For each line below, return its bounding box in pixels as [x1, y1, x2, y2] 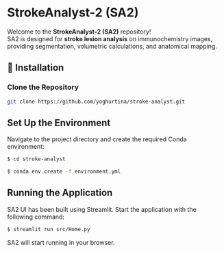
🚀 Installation [7, 62, 64, 73]
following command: [7, 213, 65, 221]
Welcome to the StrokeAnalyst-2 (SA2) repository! [7, 27, 151, 36]
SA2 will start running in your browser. [7, 238, 115, 246]
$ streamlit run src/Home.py [7, 226, 90, 232]
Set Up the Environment [7, 117, 111, 128]
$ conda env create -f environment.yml [7, 168, 121, 176]
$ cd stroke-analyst [7, 156, 66, 162]
